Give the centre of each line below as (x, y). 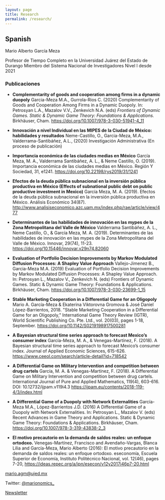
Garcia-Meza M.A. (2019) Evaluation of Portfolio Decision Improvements (86, 269)
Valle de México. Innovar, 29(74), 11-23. (53, 244)
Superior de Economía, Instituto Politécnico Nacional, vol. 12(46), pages (85, 459)
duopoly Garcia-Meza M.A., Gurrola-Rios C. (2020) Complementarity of (86, 100)
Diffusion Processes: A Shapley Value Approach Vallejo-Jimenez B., (83, 263)
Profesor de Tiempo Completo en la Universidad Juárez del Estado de (76, 60)
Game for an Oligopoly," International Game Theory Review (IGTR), (80, 315)
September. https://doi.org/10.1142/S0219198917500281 (69, 326)
